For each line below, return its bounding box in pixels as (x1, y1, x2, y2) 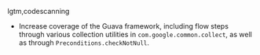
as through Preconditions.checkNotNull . (18, 38, 150, 47)
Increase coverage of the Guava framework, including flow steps (18, 22, 229, 30)
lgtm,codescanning (7, 7, 70, 15)
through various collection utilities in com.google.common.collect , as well (18, 30, 252, 39)
